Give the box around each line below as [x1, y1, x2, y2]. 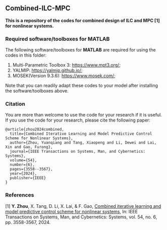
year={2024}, [10, 171, 37, 176]
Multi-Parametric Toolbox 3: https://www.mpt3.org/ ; [12, 62, 121, 68]
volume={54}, [10, 158, 37, 163]
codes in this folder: [5, 52, 47, 59]
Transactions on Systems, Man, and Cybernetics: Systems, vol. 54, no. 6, [5, 214, 157, 220]
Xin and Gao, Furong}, [5, 145, 53, 150]
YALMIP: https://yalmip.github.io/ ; [12, 68, 83, 74]
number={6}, [10, 162, 35, 167]
